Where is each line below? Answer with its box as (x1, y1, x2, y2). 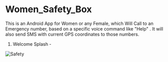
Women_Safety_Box (5, 4, 92, 15)
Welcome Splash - (12, 41, 52, 47)
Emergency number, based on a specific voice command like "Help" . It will (5, 25, 163, 32)
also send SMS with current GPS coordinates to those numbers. (5, 31, 139, 37)
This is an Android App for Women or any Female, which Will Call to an (5, 20, 154, 26)
